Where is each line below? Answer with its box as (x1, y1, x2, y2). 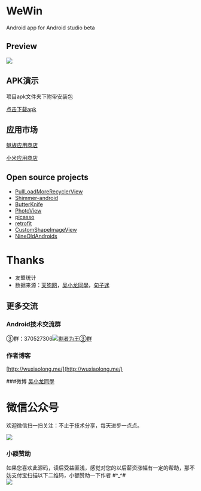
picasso (14, 214, 35, 221)
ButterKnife (14, 201, 43, 208)
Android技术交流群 (6, 320, 61, 329)
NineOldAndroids (14, 232, 58, 240)
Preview (6, 41, 38, 51)
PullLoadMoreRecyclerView (14, 188, 83, 195)
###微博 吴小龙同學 (6, 378, 55, 385)
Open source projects (6, 172, 89, 182)
